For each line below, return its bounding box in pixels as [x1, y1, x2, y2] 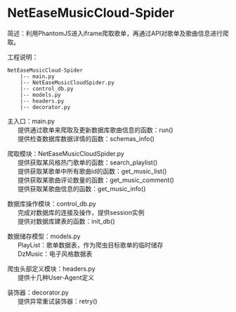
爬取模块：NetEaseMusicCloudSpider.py [7, 149, 124, 157]
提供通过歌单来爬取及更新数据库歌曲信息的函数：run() [17, 125, 173, 134]
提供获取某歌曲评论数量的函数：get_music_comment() [17, 176, 174, 184]
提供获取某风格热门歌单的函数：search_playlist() [17, 158, 158, 167]
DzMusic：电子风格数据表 [17, 249, 93, 258]
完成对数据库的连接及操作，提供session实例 [17, 208, 145, 216]
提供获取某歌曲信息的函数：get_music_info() [17, 184, 146, 193]
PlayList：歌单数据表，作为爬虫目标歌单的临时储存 [17, 240, 164, 249]
